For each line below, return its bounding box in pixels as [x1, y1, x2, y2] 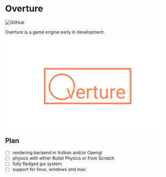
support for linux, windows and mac [12, 167, 86, 173]
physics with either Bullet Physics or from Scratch [12, 155, 114, 161]
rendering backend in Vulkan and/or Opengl [12, 150, 103, 156]
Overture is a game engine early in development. [5, 29, 105, 35]
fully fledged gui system [12, 161, 62, 167]
